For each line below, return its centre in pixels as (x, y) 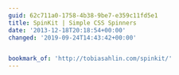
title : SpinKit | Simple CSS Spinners (72, 23)
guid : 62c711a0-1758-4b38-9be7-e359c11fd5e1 (83, 15)
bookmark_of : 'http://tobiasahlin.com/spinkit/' (90, 59)
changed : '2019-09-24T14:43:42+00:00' (72, 37)
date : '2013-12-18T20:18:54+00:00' (67, 30)
